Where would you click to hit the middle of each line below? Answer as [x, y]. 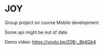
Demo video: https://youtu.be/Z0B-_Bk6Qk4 [50, 42]
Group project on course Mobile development [52, 22]
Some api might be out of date [36, 32]
